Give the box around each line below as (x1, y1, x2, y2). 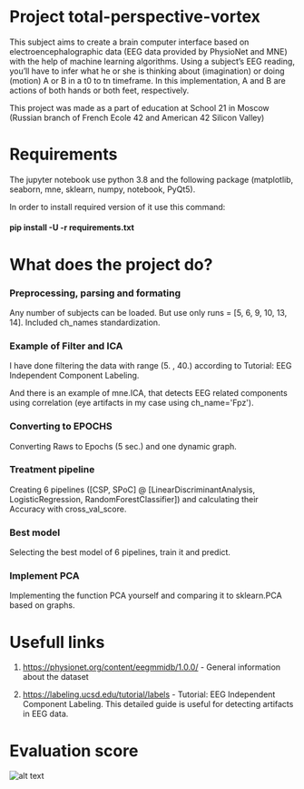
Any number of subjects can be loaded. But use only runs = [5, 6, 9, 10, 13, (9, 307, 288, 318)
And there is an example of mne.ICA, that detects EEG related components (9, 388, 288, 399)
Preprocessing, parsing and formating (9, 287, 181, 299)
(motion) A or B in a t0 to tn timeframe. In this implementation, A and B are (9, 75, 286, 86)
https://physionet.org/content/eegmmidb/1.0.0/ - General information (22, 662, 281, 673)
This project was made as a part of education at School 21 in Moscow (9, 102, 270, 113)
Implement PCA (9, 570, 80, 582)
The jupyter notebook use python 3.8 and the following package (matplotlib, (9, 174, 294, 185)
